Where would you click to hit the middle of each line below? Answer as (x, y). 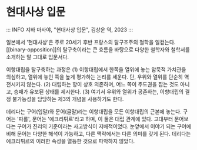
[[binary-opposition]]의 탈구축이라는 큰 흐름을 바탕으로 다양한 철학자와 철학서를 (98, 49)
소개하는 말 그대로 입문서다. (38, 57)
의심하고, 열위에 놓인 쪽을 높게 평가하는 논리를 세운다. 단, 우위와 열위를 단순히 (95, 77)
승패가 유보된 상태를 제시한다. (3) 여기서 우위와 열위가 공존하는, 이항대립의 (99, 92)
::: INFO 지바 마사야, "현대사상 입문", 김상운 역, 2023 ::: (70, 30)
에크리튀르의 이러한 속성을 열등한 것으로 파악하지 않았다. (71, 141)
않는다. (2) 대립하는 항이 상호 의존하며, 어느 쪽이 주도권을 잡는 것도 (103, 84)
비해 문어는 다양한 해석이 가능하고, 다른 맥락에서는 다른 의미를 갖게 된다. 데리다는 (98, 133)
